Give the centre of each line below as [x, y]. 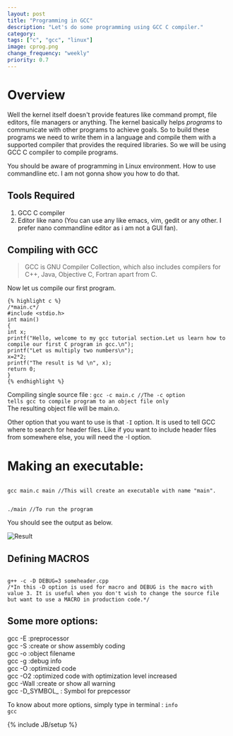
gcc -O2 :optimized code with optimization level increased [92, 676]
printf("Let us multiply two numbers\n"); [71, 351]
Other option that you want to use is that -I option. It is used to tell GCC [111, 422]
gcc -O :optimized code [42, 668]
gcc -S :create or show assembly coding [66, 645]
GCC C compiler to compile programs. [63, 152]
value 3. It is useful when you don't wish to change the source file [113, 594]
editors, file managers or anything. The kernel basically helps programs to [115, 122]
